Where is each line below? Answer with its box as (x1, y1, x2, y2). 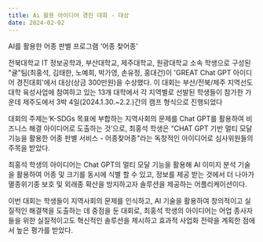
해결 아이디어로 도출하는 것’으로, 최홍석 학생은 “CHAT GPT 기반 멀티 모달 (28, 123, 253, 133)
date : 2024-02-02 (8, 19, 65, 27)
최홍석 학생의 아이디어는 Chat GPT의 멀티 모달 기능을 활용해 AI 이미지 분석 (8, 160, 236, 169)
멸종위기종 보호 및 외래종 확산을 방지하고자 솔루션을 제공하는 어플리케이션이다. (8, 179, 247, 189)
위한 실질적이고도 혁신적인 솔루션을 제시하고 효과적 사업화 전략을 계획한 (22, 215, 241, 225)
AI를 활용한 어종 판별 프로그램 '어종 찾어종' (8, 41, 139, 51)
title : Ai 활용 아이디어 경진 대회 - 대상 (8, 11, 130, 20)
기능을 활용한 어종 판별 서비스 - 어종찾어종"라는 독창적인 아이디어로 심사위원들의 (8, 133, 254, 143)
